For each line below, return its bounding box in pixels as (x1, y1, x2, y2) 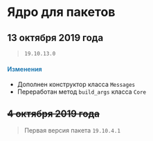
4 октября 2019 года (7, 108, 100, 119)
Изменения (7, 65, 43, 73)
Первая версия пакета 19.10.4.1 (24, 126, 121, 135)
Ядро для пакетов (7, 4, 116, 20)
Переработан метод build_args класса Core (17, 88, 147, 96)
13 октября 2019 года (7, 32, 104, 44)
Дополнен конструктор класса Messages (17, 81, 136, 89)
